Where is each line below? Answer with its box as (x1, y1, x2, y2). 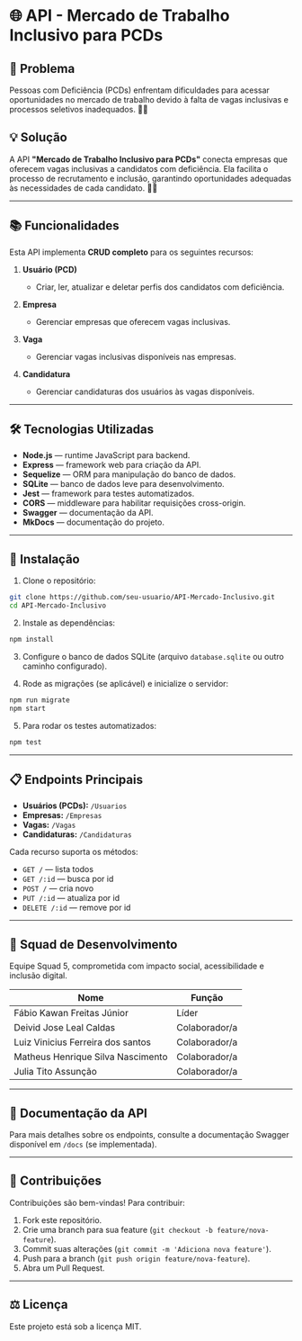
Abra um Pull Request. (22, 1262, 105, 1273)
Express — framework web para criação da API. (22, 460, 201, 471)
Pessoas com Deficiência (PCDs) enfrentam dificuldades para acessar (9, 85, 270, 95)
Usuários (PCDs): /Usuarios (22, 800, 128, 811)
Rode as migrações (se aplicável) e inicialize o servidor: (22, 678, 229, 688)
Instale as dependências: (22, 617, 115, 628)
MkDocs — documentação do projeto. (22, 517, 164, 527)
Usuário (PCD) (22, 264, 78, 274)
